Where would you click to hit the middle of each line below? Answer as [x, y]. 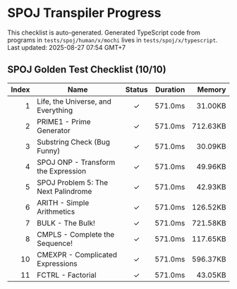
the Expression [62, 171]
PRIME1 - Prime [64, 121]
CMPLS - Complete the [76, 234]
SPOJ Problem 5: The [73, 183]
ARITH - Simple [63, 202]
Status [136, 90]
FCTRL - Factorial [67, 275]
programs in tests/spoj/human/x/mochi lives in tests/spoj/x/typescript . [113, 39]
